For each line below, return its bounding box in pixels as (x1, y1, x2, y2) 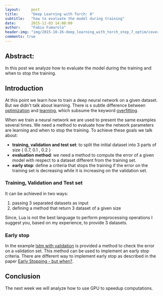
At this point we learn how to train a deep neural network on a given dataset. (5, 97, 158, 103)
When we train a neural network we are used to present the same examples (5, 117, 156, 123)
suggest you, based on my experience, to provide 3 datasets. (5, 219, 128, 226)
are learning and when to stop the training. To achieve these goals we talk (5, 127, 153, 133)
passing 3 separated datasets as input (12, 200, 89, 206)
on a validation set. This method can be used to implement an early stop (5, 248, 149, 254)
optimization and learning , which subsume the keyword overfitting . (5, 107, 139, 113)
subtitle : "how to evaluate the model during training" (5, 16, 125, 21)
